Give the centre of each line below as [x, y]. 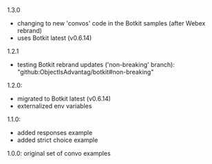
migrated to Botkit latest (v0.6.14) [64, 99]
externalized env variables [54, 106]
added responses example [55, 133]
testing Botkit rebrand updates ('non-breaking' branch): [96, 64]
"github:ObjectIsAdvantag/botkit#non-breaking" [85, 72]
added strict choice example [57, 140]
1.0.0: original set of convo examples [59, 153]
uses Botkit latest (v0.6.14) [54, 38]
